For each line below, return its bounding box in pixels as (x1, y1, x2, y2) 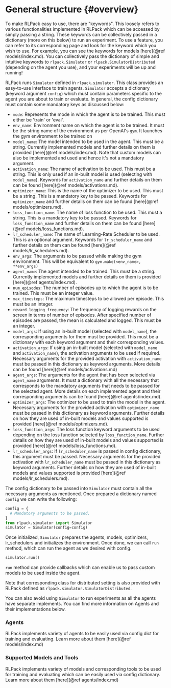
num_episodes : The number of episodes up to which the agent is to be (12, 285, 158, 291)
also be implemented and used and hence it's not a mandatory (12, 155, 144, 161)
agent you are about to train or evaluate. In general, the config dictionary (5, 96, 158, 102)
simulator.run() (5, 555, 40, 560)
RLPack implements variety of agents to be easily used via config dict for (5, 631, 159, 637)
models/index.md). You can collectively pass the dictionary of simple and (5, 53, 159, 59)
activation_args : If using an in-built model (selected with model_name (12, 345, 157, 351)
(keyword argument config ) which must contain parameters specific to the (5, 90, 162, 96)
